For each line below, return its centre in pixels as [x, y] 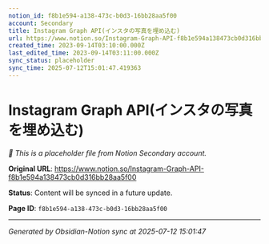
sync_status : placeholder [51, 61]
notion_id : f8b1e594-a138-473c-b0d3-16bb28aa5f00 [93, 16]
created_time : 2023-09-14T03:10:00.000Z [77, 46]
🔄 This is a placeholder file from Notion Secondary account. [107, 152]
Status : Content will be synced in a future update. [90, 193]
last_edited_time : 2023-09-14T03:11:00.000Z [84, 53]
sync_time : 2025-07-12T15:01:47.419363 [75, 68]
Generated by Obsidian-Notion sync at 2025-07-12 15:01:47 [107, 231]
